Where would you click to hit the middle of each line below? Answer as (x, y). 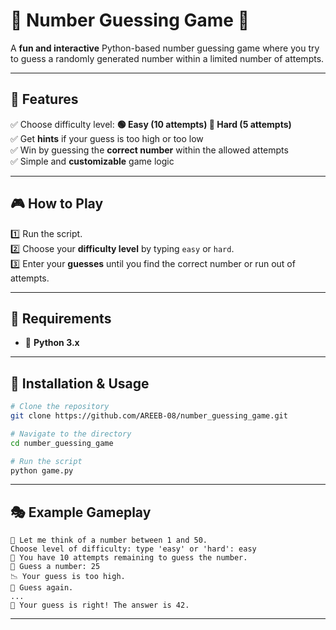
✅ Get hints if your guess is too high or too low (107, 138)
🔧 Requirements (61, 318)
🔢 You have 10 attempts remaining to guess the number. (129, 558)
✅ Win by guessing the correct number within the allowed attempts (149, 150)
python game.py (42, 470)
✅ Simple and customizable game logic (92, 161)
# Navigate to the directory (71, 434)
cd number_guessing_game (62, 443)
